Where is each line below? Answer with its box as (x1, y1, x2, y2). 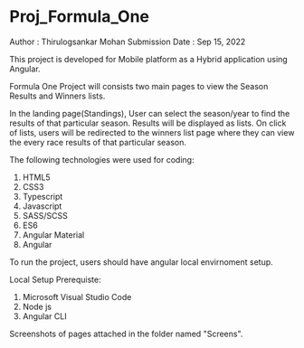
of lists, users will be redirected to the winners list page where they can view (9, 127, 295, 137)
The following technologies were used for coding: (9, 154, 195, 165)
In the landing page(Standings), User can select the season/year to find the (9, 108, 290, 118)
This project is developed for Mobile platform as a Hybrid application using (9, 53, 288, 64)
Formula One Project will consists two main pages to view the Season (9, 80, 269, 91)
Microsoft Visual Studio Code (22, 291, 132, 302)
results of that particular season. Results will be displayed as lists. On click (9, 118, 287, 128)
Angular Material (22, 229, 85, 240)
